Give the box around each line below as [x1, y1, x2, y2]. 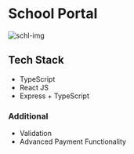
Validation [19, 129, 53, 138]
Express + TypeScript [19, 91, 90, 101]
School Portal [8, 5, 98, 23]
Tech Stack [8, 53, 64, 67]
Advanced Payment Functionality [19, 137, 127, 146]
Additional [8, 111, 49, 122]
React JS [19, 82, 49, 92]
